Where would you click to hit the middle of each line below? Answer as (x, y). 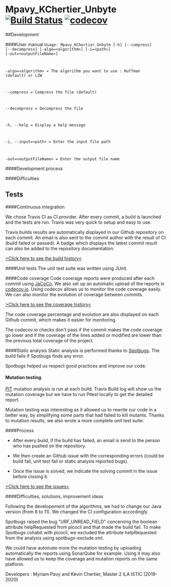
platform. (15, 564)
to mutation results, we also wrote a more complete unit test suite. (75, 420)
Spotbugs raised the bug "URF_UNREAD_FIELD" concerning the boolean (81, 521)
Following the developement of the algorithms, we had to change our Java (83, 506)
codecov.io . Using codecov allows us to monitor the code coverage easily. (83, 289)
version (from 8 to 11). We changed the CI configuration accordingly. (77, 512)
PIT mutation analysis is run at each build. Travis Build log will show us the (83, 389)
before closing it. (30, 476)
